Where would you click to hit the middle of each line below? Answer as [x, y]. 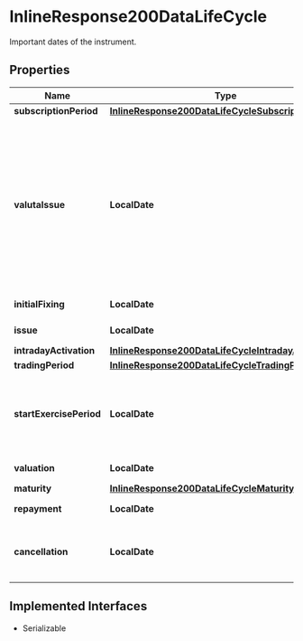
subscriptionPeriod [56, 110]
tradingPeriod [44, 365]
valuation [35, 467]
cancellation [41, 551]
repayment [38, 508]
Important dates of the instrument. [73, 42]
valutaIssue [40, 204]
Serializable [44, 628]
